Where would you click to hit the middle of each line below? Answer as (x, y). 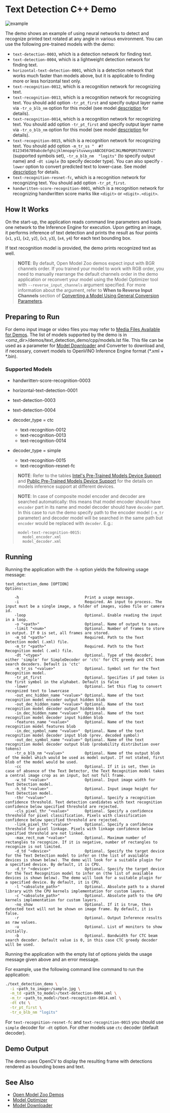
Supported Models (29, 369)
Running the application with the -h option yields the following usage (77, 569)
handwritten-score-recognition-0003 (52, 380)
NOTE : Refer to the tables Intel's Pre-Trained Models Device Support (89, 475)
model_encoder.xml (42, 537)
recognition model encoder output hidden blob (55, 700)
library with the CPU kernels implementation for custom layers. (76, 891)
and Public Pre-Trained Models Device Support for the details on (85, 481)
